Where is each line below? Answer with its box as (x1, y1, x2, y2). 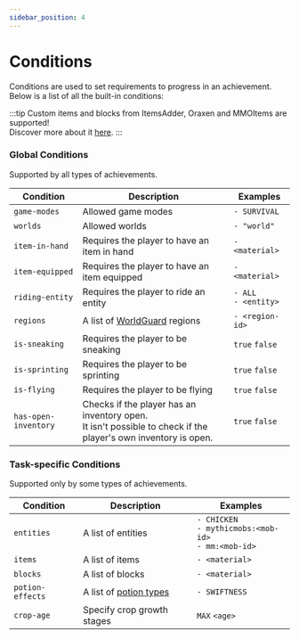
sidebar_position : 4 (9, 12, 86, 22)
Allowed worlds (82, 219, 147, 232)
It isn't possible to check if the (82, 420, 208, 432)
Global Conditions (9, 149, 89, 161)
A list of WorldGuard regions (82, 314, 201, 326)
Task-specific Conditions (9, 458, 121, 471)
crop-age (13, 610, 51, 620)
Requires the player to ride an (82, 285, 206, 298)
